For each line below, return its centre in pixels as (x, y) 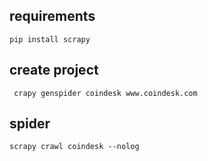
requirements (52, 16)
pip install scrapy (50, 39)
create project (54, 70)
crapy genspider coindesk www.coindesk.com (105, 93)
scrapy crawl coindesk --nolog (74, 147)
